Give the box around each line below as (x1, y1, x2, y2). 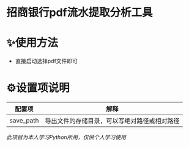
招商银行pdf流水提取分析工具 (6, 6, 153, 20)
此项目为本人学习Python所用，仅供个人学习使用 (6, 134, 127, 141)
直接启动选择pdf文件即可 (15, 58, 78, 65)
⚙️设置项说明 (6, 81, 70, 95)
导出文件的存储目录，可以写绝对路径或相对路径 (45, 117, 180, 126)
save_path (9, 116, 39, 125)
